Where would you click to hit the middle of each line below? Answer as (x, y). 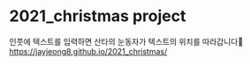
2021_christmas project (98, 16)
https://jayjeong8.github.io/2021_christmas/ (88, 51)
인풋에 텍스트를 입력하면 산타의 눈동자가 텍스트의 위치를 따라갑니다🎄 (126, 41)
